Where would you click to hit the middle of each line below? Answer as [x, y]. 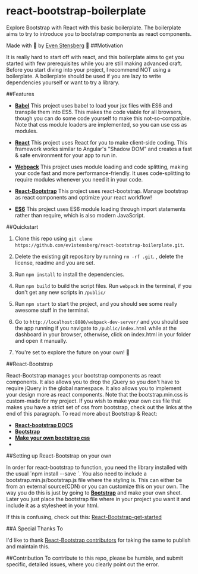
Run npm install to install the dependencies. [70, 274]
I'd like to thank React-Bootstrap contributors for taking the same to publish [98, 540]
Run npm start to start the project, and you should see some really [96, 303]
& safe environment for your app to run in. [66, 155]
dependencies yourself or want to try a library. [63, 82]
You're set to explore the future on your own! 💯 [72, 352]
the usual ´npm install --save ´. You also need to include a [76, 474]
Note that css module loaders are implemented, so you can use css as [101, 124]
